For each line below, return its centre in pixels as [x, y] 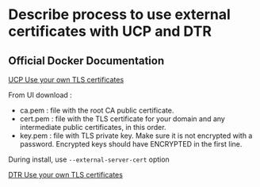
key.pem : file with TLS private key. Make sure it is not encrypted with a [136, 135]
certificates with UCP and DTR [110, 31]
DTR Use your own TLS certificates [65, 175]
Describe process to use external [120, 15]
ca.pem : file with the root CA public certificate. [97, 110]
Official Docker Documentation [86, 61]
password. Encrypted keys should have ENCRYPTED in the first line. [131, 144]
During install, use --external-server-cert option [89, 159]
